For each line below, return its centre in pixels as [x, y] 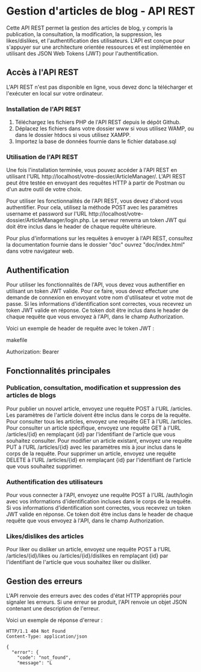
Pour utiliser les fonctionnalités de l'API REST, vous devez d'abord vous [94, 201]
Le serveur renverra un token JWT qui [139, 220]
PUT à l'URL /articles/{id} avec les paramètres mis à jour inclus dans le [94, 447]
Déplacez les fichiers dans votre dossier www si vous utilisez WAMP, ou [104, 128]
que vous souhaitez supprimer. [45, 466]
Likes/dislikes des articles [45, 536]
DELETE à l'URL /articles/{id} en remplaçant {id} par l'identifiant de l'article [99, 460]
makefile [17, 340]
